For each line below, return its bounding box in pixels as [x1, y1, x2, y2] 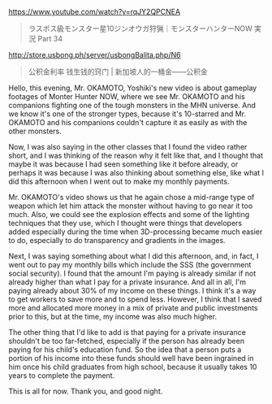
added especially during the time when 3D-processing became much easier [8, 227, 263, 237]
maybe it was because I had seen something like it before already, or [8, 159, 239, 169]
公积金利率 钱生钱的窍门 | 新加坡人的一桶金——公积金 [28, 67, 209, 76]
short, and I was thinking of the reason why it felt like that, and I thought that [8, 150, 264, 160]
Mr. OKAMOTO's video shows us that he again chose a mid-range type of [8, 193, 255, 202]
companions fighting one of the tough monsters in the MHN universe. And [8, 101, 256, 110]
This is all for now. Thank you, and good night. [8, 386, 163, 396]
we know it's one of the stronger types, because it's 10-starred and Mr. [8, 109, 246, 119]
